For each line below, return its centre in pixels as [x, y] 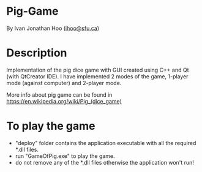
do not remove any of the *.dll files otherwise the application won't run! [105, 162]
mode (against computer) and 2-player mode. [64, 83]
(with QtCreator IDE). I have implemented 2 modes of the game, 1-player [97, 76]
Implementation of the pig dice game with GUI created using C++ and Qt [98, 70]
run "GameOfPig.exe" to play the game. [65, 156]
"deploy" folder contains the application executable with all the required [106, 143]
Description [37, 53]
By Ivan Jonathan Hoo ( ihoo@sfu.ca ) [53, 28]
